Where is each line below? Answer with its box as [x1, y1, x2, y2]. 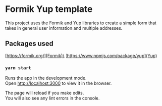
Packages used [5, 40, 54, 48]
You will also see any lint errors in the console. [5, 95, 100, 101]
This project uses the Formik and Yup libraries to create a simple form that [5, 20, 157, 26]
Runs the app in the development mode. [5, 75, 87, 81]
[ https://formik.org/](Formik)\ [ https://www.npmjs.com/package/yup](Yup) [5, 53, 158, 58]
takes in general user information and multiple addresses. [5, 25, 123, 31]
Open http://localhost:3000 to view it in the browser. [5, 80, 112, 86]
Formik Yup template [5, 3, 93, 15]
